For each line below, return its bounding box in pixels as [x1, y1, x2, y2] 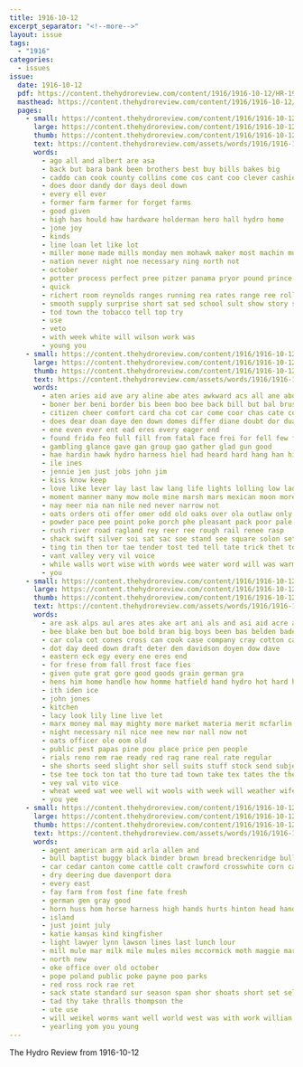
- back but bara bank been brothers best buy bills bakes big [41, 165, 280, 174]
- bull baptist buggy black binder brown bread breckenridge [41, 854, 277, 864]
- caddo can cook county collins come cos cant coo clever [41, 173, 269, 182]
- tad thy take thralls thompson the [41, 996, 183, 1006]
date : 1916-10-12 [17, 80, 83, 90]
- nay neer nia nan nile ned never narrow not [41, 501, 220, 510]
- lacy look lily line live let [41, 711, 164, 720]
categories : [9, 55, 54, 64]
